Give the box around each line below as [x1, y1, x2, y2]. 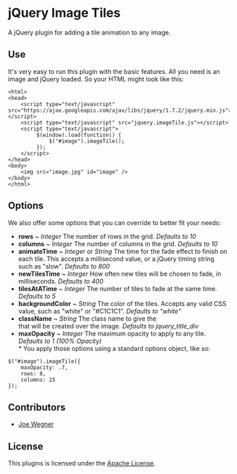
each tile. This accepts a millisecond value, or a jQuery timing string [18, 255, 215, 263]
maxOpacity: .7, [20, 364, 69, 371]
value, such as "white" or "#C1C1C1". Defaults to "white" [18, 307, 181, 315]
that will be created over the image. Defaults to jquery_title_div [18, 321, 199, 330]
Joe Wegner [18, 420, 54, 428]
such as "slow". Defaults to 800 [18, 262, 110, 270]
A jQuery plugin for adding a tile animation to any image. [8, 28, 171, 37]
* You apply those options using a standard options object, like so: [18, 344, 210, 352]
